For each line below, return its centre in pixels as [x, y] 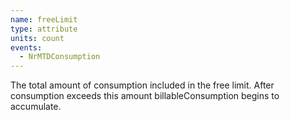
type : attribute [44, 29]
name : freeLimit [44, 19]
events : [26, 47]
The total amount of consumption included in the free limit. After [142, 85]
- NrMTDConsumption [60, 57]
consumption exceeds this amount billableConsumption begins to [145, 96]
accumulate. [36, 107]
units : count [37, 38]
